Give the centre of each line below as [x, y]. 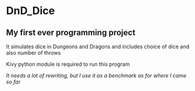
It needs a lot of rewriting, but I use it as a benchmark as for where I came [96, 75]
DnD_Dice [31, 11]
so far [13, 82]
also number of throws [34, 53]
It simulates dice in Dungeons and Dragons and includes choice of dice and [98, 46]
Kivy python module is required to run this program [68, 64]
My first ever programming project [71, 33]
